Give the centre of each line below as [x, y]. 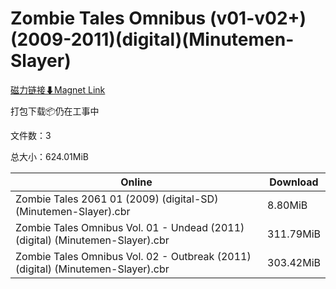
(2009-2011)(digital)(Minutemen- [152, 39]
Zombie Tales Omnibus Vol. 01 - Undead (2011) [130, 227]
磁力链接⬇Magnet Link [58, 89]
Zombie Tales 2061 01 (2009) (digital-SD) [117, 199]
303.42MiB [294, 262]
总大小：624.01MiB [49, 156]
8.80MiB [287, 205]
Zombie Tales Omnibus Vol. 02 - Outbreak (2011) [133, 256]
